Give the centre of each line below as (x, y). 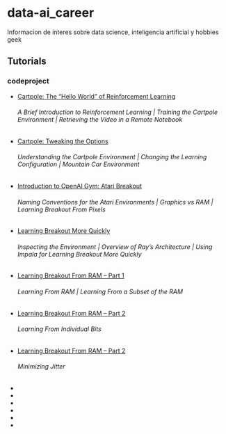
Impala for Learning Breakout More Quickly (79, 254)
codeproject (29, 81)
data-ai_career (51, 13)
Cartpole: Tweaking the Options (63, 141)
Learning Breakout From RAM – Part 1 (71, 275)
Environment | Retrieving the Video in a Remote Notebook (100, 120)
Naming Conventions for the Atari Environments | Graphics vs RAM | (115, 202)
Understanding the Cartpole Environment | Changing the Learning (112, 157)
